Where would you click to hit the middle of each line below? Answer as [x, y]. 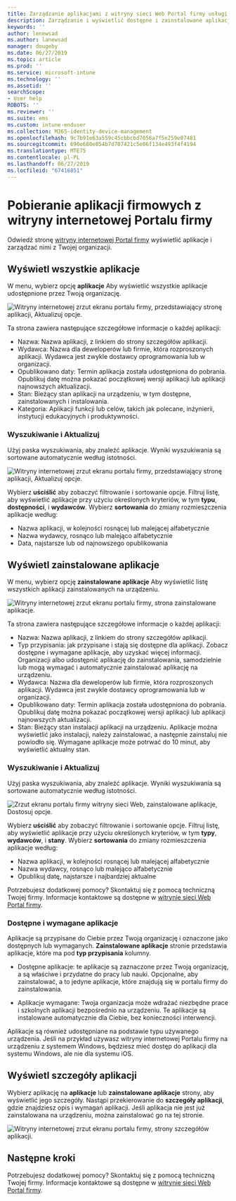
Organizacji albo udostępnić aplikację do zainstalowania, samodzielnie [119, 660]
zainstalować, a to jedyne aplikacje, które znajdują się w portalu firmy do [123, 982]
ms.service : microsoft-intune [52, 72]
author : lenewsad [33, 33]
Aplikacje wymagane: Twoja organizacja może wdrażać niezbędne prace [123, 1003]
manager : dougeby [33, 46]
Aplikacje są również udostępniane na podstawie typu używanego [103, 1031]
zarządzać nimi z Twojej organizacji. [60, 247]
